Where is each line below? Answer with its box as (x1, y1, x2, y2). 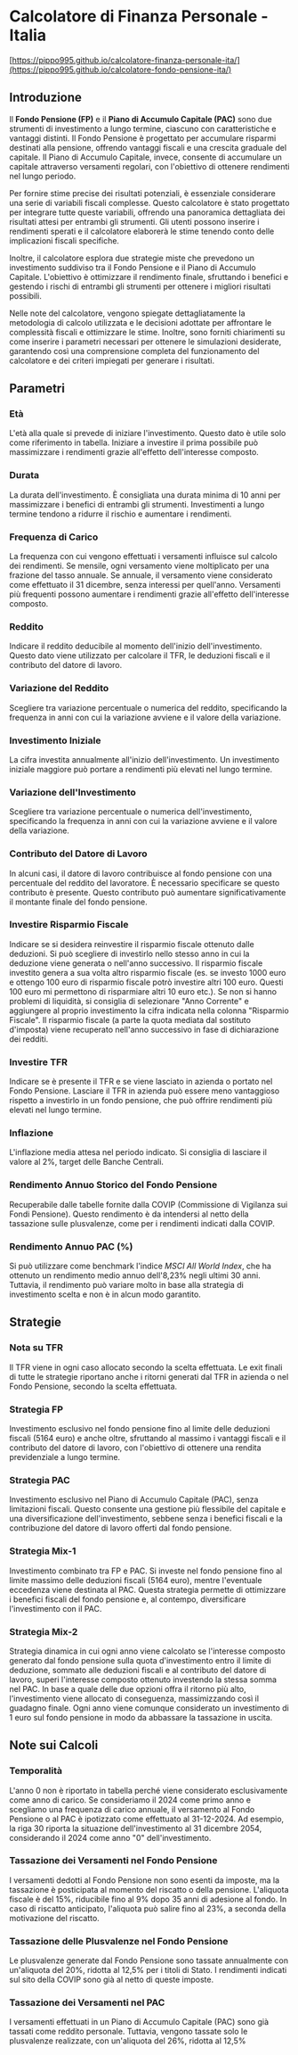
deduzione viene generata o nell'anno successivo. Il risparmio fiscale (9, 957, 263, 969)
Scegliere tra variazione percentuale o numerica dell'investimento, (9, 806, 252, 817)
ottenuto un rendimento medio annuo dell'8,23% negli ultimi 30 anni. (9, 1270, 261, 1281)
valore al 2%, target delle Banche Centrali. (9, 1157, 165, 1168)
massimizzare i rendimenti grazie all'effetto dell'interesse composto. (9, 447, 260, 458)
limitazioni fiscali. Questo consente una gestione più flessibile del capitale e (9, 1504, 286, 1514)
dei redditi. (9, 1033, 49, 1044)
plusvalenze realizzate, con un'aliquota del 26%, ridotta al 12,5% (9, 2035, 246, 2046)
